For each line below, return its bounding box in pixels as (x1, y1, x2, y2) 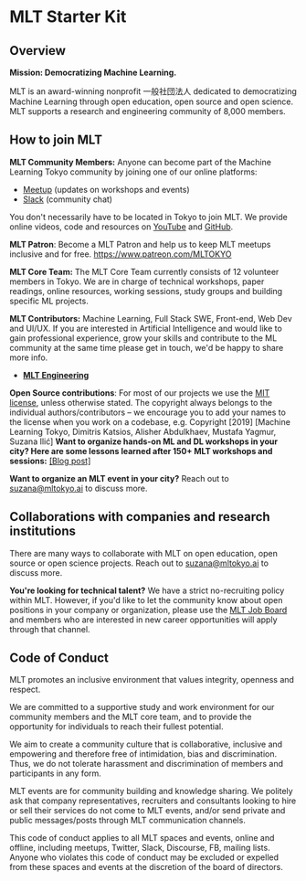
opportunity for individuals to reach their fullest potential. (9, 721, 224, 732)
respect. (9, 684, 41, 695)
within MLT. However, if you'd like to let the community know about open (9, 594, 283, 605)
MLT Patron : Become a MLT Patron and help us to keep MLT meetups (9, 239, 271, 249)
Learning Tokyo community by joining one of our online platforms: (9, 166, 258, 177)
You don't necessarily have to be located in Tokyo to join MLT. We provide (9, 211, 288, 222)
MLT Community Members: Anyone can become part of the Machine (9, 156, 272, 167)
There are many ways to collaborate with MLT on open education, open (9, 547, 279, 558)
